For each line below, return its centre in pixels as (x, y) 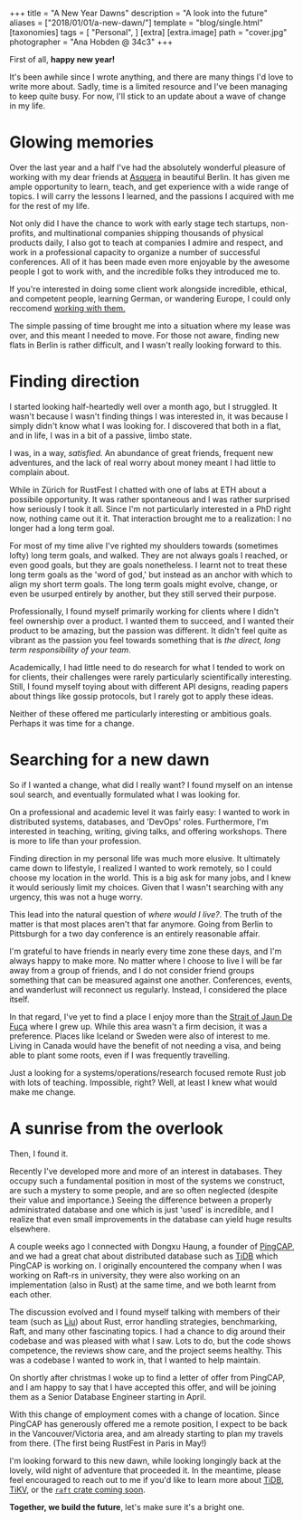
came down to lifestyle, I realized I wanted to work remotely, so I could (141, 868)
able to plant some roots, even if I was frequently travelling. (120, 1055)
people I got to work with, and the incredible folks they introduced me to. (145, 271)
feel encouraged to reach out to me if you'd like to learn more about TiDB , (147, 1479)
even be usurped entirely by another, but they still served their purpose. (143, 594)
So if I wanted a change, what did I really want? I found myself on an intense (151, 784)
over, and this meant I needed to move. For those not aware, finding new (144, 335)
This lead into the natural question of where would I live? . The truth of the (146, 914)
